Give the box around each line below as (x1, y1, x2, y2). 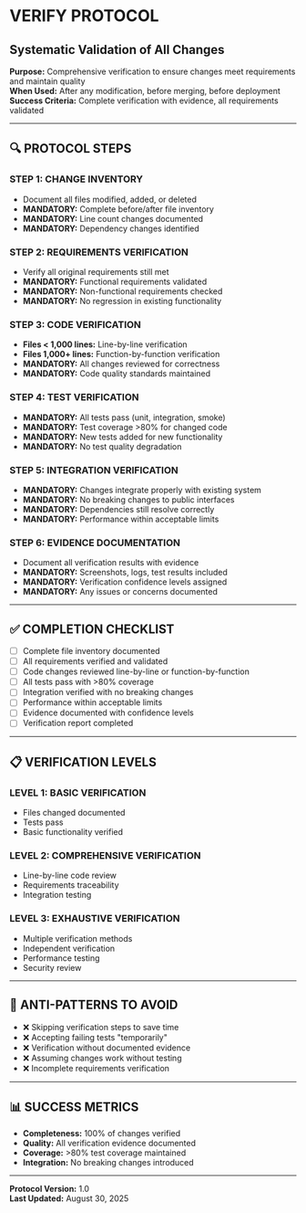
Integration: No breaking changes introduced (22, 1157, 194, 1168)
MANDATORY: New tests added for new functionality (22, 431, 223, 442)
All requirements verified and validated (22, 656, 168, 667)
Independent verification (22, 943, 116, 954)
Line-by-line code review (22, 870, 117, 881)
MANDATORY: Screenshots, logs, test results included (22, 567, 228, 578)
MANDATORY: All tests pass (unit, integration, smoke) (22, 412, 226, 423)
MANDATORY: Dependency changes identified (22, 223, 200, 234)
